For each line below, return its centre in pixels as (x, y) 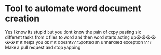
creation (22, 19)
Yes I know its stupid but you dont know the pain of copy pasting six (73, 32)
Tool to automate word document (73, 8)
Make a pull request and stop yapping (43, 47)
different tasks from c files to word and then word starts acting (67, 37)
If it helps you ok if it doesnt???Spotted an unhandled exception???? (84, 42)
